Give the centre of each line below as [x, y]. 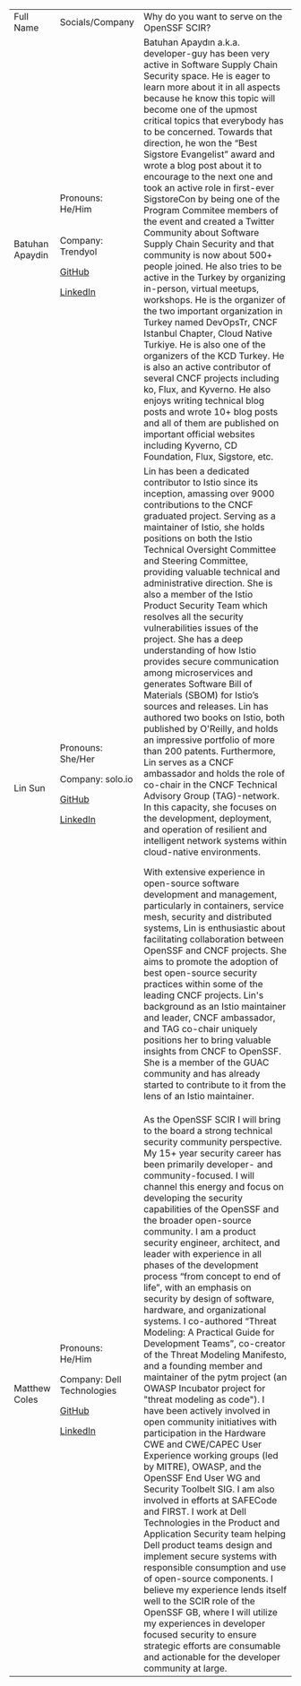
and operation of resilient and [205, 830]
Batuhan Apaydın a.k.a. [191, 42]
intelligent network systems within [215, 841]
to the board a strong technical [208, 1131]
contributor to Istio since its [201, 482]
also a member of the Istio [198, 594]
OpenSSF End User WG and [202, 1478]
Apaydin [31, 255]
